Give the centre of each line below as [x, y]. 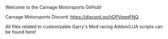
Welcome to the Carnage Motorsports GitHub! [53, 7]
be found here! [21, 32]
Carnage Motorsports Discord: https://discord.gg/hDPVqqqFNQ [72, 17]
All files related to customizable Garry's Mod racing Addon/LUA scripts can [84, 26]
